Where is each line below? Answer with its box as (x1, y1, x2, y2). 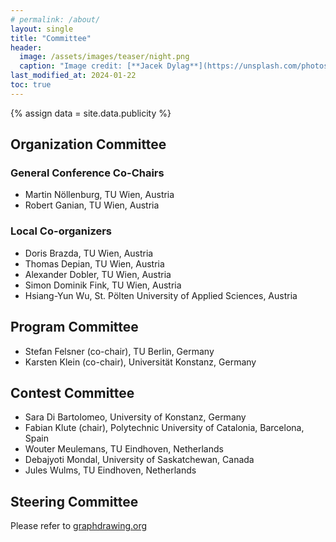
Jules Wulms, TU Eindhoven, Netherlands (24, 464, 197, 476)
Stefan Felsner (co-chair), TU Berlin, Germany (24, 345, 215, 357)
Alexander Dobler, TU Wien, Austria (24, 268, 172, 280)
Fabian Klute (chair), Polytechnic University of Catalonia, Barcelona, (24, 422, 305, 434)
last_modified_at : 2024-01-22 (10, 71, 137, 81)
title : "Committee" (10, 33, 92, 43)
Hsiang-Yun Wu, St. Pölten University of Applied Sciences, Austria (24, 289, 298, 301)
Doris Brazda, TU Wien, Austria (24, 247, 154, 259)
